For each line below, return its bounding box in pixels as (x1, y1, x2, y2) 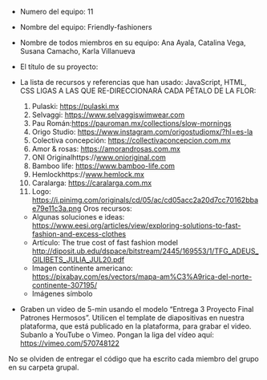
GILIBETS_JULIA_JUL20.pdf (31, 255, 125, 264)
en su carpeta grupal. (8, 362, 79, 372)
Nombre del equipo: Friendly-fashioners (19, 22, 152, 31)
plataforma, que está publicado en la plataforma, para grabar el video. (19, 321, 252, 331)
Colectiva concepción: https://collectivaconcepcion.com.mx (31, 135, 231, 145)
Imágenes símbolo (31, 289, 93, 298)
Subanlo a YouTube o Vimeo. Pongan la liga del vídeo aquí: (19, 330, 215, 339)
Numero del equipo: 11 (19, 7, 94, 16)
